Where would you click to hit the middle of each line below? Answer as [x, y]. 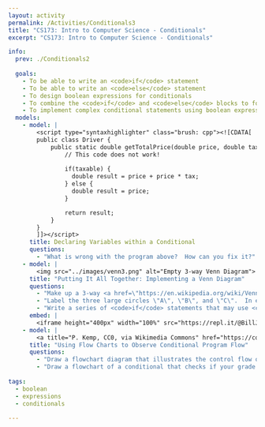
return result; [89, 213]
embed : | [43, 316]
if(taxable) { [88, 169]
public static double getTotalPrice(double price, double [147, 147]
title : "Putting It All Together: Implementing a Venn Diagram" [137, 279]
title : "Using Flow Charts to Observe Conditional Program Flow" [138, 345]
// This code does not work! [112, 155]
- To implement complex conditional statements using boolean [127, 110]
